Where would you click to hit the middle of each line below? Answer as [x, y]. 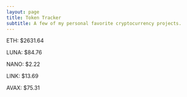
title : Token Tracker [34, 18]
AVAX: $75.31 [23, 88]
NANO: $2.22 [24, 64]
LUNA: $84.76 [24, 52]
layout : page [23, 12]
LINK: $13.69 [22, 76]
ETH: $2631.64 [25, 41]
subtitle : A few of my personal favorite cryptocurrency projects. [94, 23]
